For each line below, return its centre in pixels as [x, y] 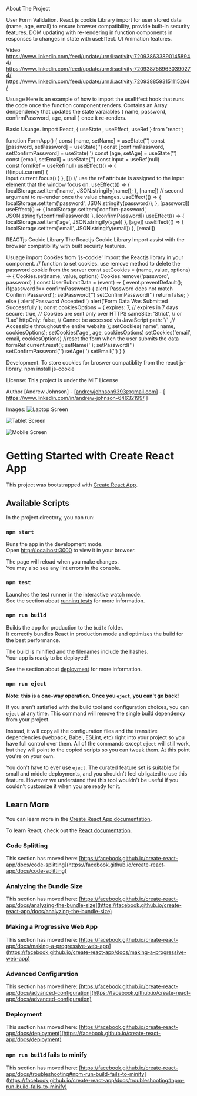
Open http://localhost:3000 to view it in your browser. [71, 551]
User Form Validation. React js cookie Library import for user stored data [94, 20]
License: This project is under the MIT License [62, 380]
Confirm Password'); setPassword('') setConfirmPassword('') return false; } [98, 295]
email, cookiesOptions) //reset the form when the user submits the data [93, 339]
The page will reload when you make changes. [63, 562]
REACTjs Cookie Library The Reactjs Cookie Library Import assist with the [95, 240]
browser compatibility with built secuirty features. [66, 246]
